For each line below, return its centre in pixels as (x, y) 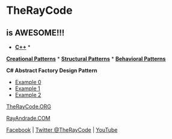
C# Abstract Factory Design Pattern (52, 70)
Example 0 (28, 82)
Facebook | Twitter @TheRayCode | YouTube (62, 130)
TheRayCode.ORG (29, 107)
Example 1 (27, 88)
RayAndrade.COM (28, 118)
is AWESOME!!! (35, 33)
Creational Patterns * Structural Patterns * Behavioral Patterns (86, 59)
